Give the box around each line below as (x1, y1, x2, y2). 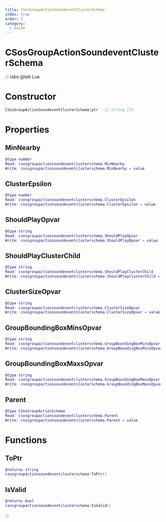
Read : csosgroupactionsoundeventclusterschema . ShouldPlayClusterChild (5, 269, 154, 274)
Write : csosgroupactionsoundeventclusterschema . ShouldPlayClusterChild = (5, 274, 161, 279)
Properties (5, 124, 49, 135)
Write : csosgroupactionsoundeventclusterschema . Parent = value (5, 418, 138, 423)
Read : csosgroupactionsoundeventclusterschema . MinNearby (5, 161, 125, 166)
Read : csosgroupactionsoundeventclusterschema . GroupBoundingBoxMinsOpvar (5, 341, 161, 346)
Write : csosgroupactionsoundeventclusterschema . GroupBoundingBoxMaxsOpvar (5, 382, 163, 387)
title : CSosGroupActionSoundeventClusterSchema (5, 7, 105, 12)
